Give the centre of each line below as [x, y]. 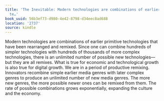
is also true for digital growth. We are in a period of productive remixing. [77, 68]
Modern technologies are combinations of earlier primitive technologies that [82, 41]
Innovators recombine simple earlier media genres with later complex [75, 73]
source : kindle [20, 28]
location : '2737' [23, 23]
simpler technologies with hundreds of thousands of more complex [72, 52]
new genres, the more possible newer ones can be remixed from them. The [81, 83]
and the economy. [23, 94]
